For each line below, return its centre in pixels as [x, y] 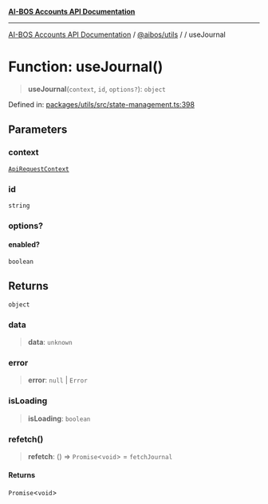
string [19, 206]
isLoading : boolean [59, 418]
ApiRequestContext [39, 169]
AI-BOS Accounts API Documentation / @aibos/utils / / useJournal [117, 34]
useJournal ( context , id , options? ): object [97, 89]
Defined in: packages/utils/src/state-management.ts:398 [102, 104]
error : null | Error [57, 380]
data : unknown [50, 342]
